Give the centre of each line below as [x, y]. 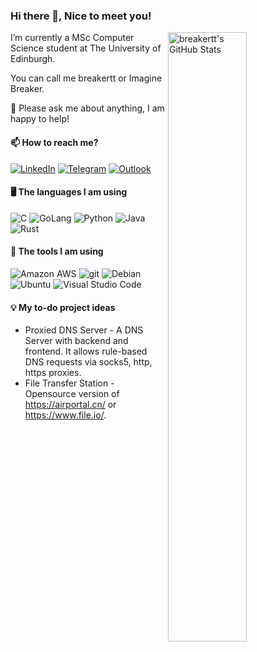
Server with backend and [76, 341]
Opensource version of [72, 394]
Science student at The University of [86, 48]
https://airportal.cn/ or [70, 405]
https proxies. [53, 373]
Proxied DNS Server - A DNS [84, 330]
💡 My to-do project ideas [63, 307]
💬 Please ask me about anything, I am [87, 108]
